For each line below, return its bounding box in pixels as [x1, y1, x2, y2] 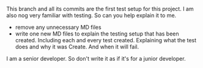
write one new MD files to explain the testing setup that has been [15, 30, 179, 37]
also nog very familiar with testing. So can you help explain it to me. [6, 12, 177, 19]
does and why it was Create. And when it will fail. [15, 43, 139, 50]
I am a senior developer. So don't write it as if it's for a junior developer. [6, 55, 186, 62]
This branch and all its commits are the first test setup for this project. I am [6, 6, 194, 12]
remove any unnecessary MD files [15, 24, 102, 31]
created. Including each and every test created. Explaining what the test [15, 37, 197, 43]
